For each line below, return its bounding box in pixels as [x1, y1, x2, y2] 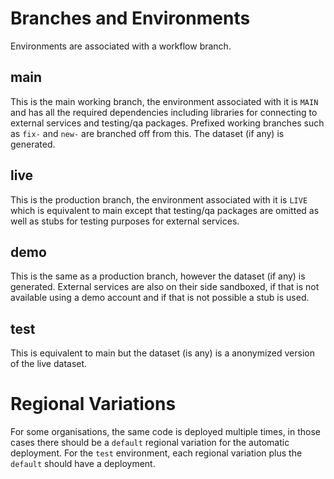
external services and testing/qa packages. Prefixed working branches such [10, 117, 325, 129]
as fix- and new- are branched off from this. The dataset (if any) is [10, 127, 285, 139]
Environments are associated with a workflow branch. [10, 40, 232, 52]
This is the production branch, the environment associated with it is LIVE [10, 193, 308, 206]
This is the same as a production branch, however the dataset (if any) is [10, 270, 306, 282]
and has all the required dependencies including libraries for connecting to [10, 106, 318, 118]
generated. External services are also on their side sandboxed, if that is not [10, 281, 320, 293]
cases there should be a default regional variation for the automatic [10, 437, 290, 449]
